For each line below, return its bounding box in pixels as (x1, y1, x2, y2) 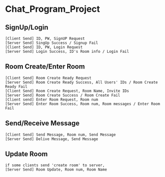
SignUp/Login (5, 23, 48, 32)
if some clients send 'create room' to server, (5, 163, 105, 168)
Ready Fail (5, 84, 28, 89)
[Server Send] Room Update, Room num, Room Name (5, 167, 107, 172)
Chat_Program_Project (5, 3, 100, 15)
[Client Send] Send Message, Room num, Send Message (5, 132, 116, 137)
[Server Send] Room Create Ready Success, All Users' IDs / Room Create (5, 80, 158, 85)
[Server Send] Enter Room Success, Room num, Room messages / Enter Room (5, 101, 161, 106)
